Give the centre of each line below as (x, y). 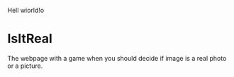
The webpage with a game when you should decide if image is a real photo (117, 58)
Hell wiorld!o (26, 10)
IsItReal (30, 39)
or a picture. (25, 66)
